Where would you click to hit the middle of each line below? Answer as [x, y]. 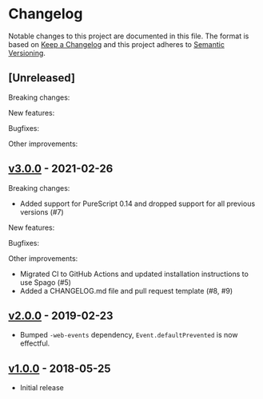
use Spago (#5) [46, 282]
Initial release [42, 388]
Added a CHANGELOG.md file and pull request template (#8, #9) [126, 290]
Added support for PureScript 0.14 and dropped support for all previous [137, 203]
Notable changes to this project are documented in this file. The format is [129, 36]
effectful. [35, 343]
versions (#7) [42, 211]
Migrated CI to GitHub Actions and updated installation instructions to [134, 274]
